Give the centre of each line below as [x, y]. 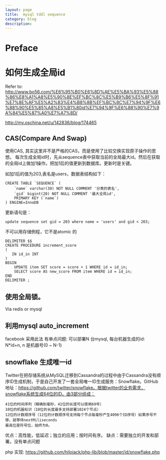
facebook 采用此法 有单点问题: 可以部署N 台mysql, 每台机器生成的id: [75, 339]
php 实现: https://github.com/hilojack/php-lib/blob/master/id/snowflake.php [83, 452]
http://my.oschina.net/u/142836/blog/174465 [51, 123]
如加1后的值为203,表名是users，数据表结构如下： [55, 174]
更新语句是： [18, 212]
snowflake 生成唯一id [39, 362]
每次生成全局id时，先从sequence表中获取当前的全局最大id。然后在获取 [87, 157]
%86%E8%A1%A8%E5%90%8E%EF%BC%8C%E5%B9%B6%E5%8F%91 [82, 97]
